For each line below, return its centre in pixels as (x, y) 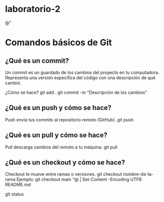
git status (14, 194)
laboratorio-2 (33, 9)
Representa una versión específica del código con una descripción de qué (80, 78)
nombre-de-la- (138, 174)
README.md (18, 185)
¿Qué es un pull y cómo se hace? (56, 135)
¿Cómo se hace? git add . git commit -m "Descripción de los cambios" (76, 92)
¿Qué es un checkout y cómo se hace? (65, 162)
